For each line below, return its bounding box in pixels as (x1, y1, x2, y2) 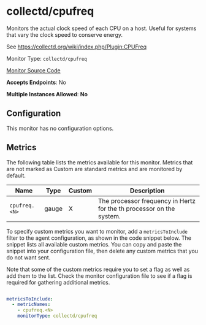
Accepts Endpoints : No (6, 78, 66, 86)
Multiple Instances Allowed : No (6, 90, 88, 97)
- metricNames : (12, 302, 51, 308)
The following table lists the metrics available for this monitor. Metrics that (6, 158, 193, 166)
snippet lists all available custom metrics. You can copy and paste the (6, 240, 182, 248)
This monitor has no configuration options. (6, 124, 114, 132)
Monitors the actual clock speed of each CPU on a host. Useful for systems (6, 25, 197, 32)
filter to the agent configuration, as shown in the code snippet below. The (6, 234, 192, 242)
